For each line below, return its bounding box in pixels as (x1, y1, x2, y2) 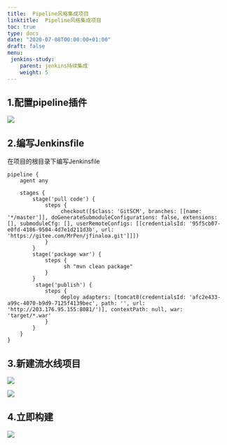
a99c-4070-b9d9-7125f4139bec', (7, 300, 99, 307)
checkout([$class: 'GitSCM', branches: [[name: (60, 208, 202, 215)
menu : (7, 50, 23, 57)
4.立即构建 (7, 411, 54, 423)
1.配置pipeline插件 (7, 96, 88, 109)
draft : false (7, 43, 46, 50)
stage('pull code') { (32, 196, 96, 203)
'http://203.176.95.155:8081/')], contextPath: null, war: (7, 306, 184, 313)
